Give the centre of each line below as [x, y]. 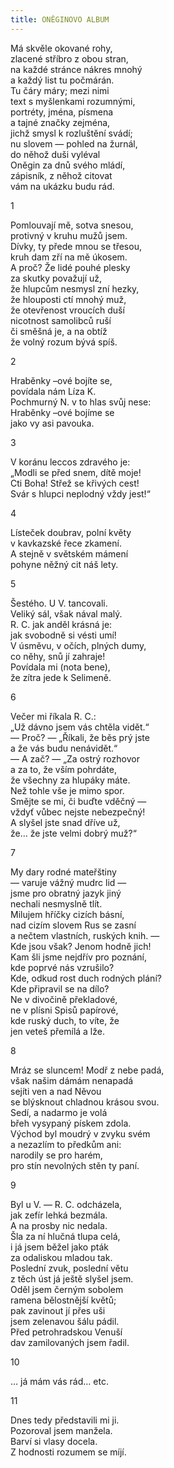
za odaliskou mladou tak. [61, 1257]
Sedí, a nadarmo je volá [59, 1112]
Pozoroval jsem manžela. [61, 1430]
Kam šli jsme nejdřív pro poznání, [78, 957]
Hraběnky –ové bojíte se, [61, 380]
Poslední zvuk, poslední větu [69, 1268]
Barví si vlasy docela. [54, 1441]
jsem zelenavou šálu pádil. [65, 1321]
